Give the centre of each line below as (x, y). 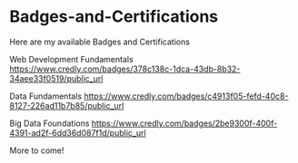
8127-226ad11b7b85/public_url (67, 105)
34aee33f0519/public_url (56, 78)
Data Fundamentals (46, 96)
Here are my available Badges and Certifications (100, 42)
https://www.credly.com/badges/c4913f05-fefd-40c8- (186, 96)
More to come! (37, 150)
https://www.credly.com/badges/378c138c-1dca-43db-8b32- (125, 69)
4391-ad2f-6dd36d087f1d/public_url (78, 132)
